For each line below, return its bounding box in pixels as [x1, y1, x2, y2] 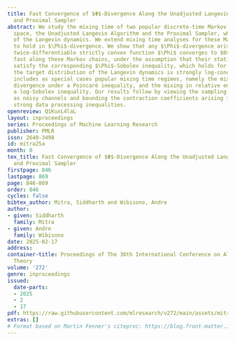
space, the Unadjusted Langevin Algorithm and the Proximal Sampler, [13, 29, 220, 37]
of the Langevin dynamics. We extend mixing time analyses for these [13, 36, 220, 43]
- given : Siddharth [7, 212, 64, 219]
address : [7, 244, 33, 252]
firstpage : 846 [7, 166, 52, 174]
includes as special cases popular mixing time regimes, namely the [13, 75, 218, 83]
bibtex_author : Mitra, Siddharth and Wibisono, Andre [7, 199, 168, 207]
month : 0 [7, 147, 33, 154]
